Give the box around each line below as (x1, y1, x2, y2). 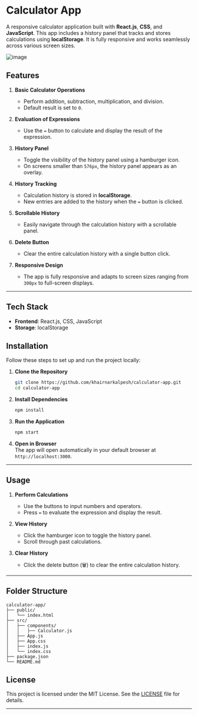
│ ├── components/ (6, 622, 57, 629)
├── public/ (6, 607, 35, 613)
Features (6, 70, 39, 80)
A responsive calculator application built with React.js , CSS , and (6, 23, 163, 30)
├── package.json (6, 653, 49, 659)
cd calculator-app (14, 385, 60, 391)
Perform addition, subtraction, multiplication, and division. (23, 98, 164, 105)
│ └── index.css (6, 648, 51, 654)
